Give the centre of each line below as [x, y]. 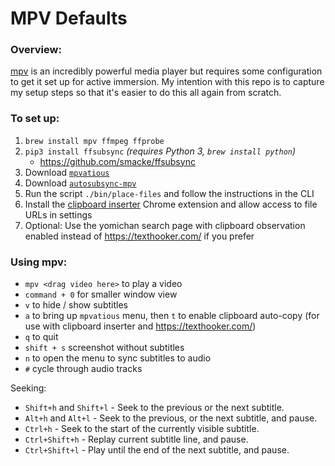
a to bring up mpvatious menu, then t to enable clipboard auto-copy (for [172, 316]
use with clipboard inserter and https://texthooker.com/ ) [140, 326]
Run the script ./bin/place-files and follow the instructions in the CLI [169, 193]
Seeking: [28, 388]
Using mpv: [39, 262]
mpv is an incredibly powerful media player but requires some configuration [166, 71]
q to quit [41, 337]
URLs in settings [58, 214]
